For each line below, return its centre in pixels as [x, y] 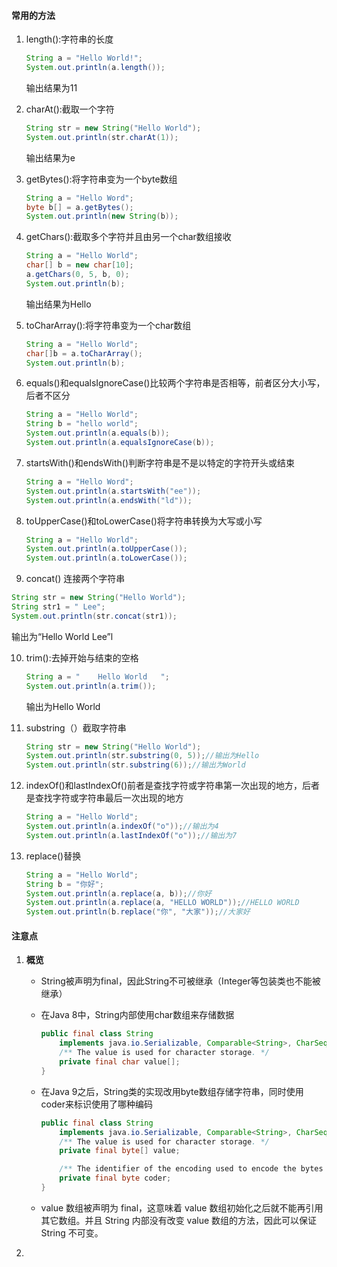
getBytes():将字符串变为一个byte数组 [101, 179]
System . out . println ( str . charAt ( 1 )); [102, 137]
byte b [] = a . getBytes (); [79, 207]
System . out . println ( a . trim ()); [91, 686]
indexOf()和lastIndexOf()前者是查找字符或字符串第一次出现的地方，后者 [173, 786]
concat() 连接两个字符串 [75, 579]
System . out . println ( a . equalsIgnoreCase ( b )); [120, 443]
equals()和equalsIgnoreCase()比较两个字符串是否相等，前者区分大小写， [175, 383]
